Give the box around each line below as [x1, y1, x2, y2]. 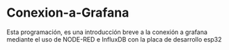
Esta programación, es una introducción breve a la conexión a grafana [6, 28, 208, 36]
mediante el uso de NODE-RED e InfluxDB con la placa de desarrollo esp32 [6, 35, 222, 43]
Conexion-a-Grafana [6, 5, 129, 21]
